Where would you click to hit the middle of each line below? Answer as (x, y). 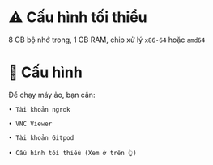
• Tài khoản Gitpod (41, 137)
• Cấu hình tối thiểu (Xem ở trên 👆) (72, 153)
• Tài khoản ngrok (39, 109)
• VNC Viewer (30, 124)
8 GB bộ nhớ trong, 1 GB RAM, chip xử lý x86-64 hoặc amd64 (107, 40)
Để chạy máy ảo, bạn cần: (52, 95)
